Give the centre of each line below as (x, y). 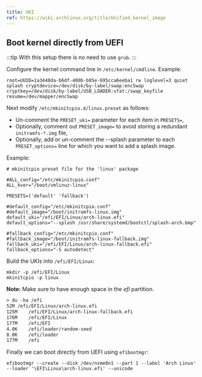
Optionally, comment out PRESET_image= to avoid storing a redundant (101, 126)
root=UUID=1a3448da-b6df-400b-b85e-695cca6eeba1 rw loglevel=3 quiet (97, 80)
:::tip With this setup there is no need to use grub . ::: (72, 57)
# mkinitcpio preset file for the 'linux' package (72, 169)
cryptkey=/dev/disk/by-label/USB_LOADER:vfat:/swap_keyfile (85, 91)
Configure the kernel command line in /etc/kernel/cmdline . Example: (94, 69)
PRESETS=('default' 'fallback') (48, 196)
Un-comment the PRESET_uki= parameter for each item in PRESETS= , (99, 120)
